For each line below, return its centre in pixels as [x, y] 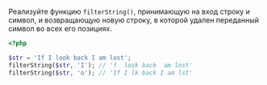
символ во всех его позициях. [60, 28]
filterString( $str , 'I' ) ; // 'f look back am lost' [101, 65]
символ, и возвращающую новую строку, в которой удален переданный [134, 20]
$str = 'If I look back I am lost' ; [70, 58]
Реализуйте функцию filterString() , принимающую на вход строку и [129, 12]
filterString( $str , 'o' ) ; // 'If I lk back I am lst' [101, 73]
